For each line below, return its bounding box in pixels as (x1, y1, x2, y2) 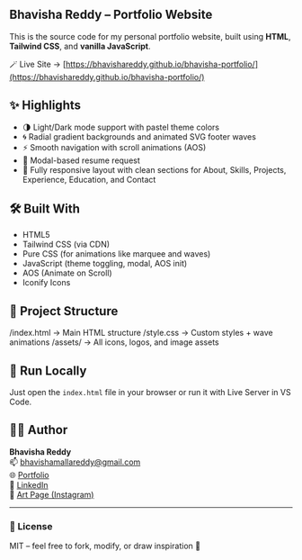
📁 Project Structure (9, 303, 119, 319)
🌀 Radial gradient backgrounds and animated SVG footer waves (22, 131, 256, 142)
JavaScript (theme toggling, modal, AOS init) (22, 258, 188, 269)
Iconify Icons (22, 277, 71, 288)
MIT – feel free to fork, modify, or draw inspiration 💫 (9, 540, 200, 552)
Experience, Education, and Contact (22, 174, 156, 185)
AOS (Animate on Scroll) (22, 267, 112, 278)
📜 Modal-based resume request (22, 155, 141, 166)
